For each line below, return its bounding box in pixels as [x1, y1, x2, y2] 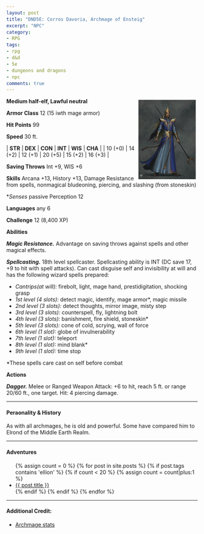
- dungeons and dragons [6, 67, 67, 74]
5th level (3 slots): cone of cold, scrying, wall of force [15, 322, 149, 329]
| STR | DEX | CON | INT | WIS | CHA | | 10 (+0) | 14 [6, 145, 135, 152]
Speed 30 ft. [6, 133, 38, 140]
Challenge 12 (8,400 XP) [6, 216, 69, 224]
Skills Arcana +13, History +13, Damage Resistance [6, 175, 134, 182]
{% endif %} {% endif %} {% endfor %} [15, 488, 115, 495]
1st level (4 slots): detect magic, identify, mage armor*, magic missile [15, 296, 187, 303]
